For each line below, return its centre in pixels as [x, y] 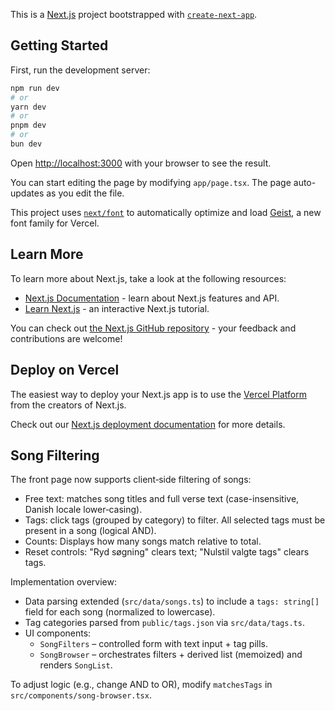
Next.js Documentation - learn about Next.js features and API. [152, 298]
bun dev [26, 144]
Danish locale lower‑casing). [83, 510]
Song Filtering [55, 455]
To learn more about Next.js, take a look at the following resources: [148, 278]
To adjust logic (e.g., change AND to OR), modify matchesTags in [141, 685]
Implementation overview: [63, 582]
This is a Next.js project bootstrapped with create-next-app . [134, 14]
